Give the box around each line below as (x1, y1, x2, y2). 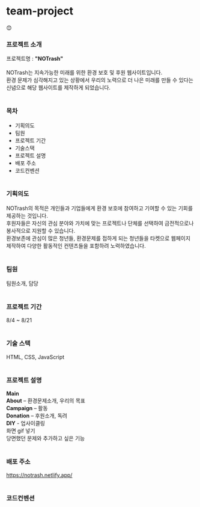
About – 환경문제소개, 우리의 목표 (6, 397, 86, 404)
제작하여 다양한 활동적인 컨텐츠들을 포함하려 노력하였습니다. (6, 242, 146, 249)
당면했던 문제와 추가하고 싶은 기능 (6, 435, 85, 442)
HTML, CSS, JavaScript (6, 353, 65, 360)
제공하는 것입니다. (6, 212, 49, 219)
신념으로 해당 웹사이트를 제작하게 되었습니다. (6, 84, 111, 91)
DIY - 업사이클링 (6, 420, 45, 427)
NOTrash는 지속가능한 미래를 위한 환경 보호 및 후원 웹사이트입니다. (6, 69, 163, 76)
